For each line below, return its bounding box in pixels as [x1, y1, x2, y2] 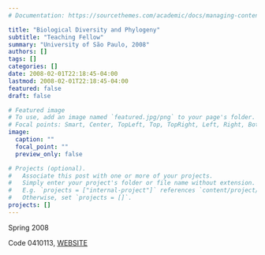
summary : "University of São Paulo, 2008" [8, 40, 150, 48]
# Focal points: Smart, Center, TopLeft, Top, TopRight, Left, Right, [8, 121, 245, 129]
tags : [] [8, 55, 37, 63]
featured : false [8, 84, 62, 92]
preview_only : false [15, 150, 83, 158]
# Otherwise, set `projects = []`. [8, 194, 132, 202]
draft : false [8, 92, 51, 99]
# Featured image [8, 106, 65, 114]
